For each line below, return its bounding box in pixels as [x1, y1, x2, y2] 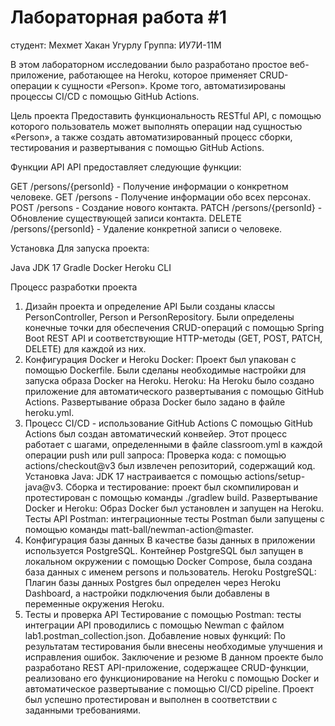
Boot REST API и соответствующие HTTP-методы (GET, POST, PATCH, [24, 332, 323, 344]
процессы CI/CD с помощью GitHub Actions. [10, 90, 200, 102]
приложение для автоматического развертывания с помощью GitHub [24, 385, 325, 397]
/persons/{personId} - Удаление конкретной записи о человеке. [10, 222, 283, 235]
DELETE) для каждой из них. [24, 342, 147, 355]
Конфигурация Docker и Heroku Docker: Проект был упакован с [24, 353, 297, 365]
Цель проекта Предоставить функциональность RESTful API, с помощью [10, 109, 322, 121]
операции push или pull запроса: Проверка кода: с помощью [24, 449, 287, 461]
